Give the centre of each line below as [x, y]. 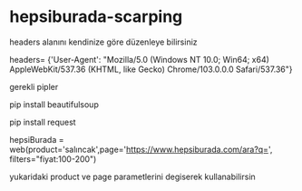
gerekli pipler [34, 86]
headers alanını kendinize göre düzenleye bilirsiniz [103, 42]
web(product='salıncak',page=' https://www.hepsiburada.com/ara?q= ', [141, 149]
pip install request [43, 122]
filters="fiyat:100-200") [53, 159]
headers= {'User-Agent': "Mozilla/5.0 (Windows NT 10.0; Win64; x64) [140, 59]
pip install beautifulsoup [54, 104]
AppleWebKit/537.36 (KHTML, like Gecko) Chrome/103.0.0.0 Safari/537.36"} [151, 69]
